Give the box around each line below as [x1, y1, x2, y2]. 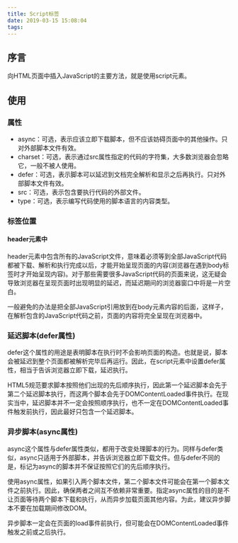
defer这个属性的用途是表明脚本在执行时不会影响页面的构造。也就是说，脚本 [7, 348, 228, 357]
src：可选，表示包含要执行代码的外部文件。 [17, 188, 145, 196]
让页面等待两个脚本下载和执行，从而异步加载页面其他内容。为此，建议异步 [7, 495, 225, 503]
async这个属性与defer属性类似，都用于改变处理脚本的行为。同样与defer [7, 444, 217, 453]
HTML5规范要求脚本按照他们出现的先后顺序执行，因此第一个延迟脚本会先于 [7, 381, 228, 389]
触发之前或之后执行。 [7, 527, 69, 536]
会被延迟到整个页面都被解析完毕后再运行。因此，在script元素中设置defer [7, 357, 220, 365]
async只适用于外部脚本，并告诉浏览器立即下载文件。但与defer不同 [19, 453, 215, 462]
